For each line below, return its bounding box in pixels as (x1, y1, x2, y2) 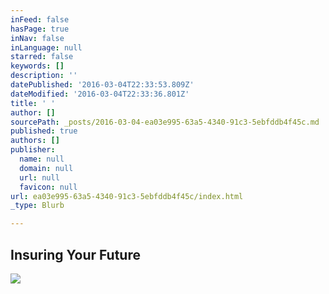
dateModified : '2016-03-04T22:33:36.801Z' (10, 89, 190, 99)
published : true (10, 126, 78, 136)
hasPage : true (10, 24, 70, 34)
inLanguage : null (10, 42, 83, 53)
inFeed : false (10, 14, 70, 25)
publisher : (10, 145, 56, 155)
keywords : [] (10, 61, 65, 71)
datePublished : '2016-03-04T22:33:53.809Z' (10, 80, 195, 90)
